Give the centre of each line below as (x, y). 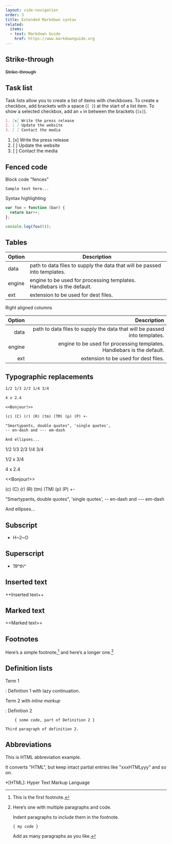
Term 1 (12, 681)
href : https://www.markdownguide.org (55, 39)
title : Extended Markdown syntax (41, 19)
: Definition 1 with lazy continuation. (43, 691)
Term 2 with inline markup (33, 700)
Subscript (21, 525)
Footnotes (22, 639)
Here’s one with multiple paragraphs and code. (62, 807)
